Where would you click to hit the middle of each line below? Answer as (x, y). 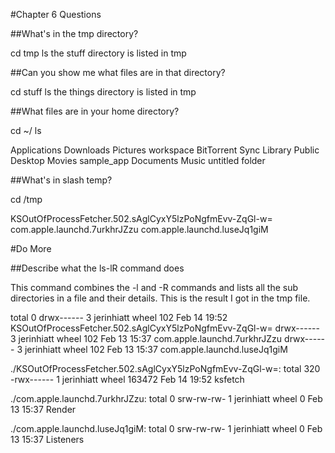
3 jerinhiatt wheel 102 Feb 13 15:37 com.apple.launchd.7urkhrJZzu (146, 338)
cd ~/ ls (26, 130)
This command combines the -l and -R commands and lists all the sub (154, 287)
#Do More (31, 248)
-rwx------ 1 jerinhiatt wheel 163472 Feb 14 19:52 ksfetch (127, 379)
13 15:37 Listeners (47, 439)
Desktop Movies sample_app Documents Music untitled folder (138, 160)
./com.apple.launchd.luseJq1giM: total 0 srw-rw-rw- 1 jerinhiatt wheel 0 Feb (166, 428)
